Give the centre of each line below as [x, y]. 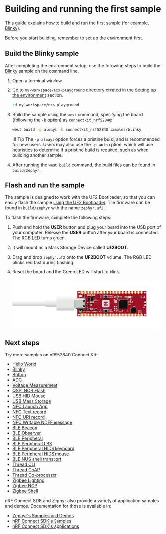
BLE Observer [27, 433]
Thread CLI [24, 465]
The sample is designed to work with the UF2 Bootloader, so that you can [80, 197]
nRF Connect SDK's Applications [46, 526]
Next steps [22, 342]
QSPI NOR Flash [29, 391]
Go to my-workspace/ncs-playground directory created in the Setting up [84, 90]
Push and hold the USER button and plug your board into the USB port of [86, 227]
